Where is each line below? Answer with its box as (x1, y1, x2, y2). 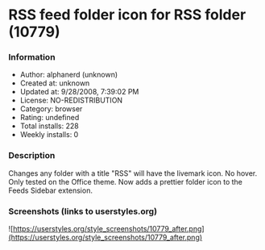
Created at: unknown (19, 78, 90, 88)
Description (8, 150, 56, 161)
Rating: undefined (19, 113, 80, 123)
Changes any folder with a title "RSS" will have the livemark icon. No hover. (8, 168, 258, 178)
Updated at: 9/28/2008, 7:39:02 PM (19, 87, 139, 97)
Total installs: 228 (19, 121, 79, 131)
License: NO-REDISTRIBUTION (19, 95, 123, 106)
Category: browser (19, 104, 83, 114)
